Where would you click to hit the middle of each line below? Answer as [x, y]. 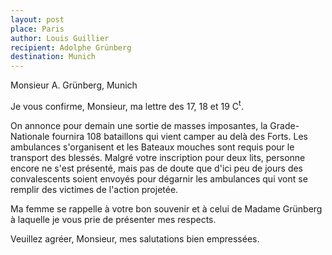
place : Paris [37, 29]
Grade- [284, 125]
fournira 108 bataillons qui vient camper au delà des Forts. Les [179, 136]
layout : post [37, 19]
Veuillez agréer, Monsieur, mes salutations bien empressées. [135, 238]
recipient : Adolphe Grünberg [71, 47]
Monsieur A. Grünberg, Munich [74, 85]
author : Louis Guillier [60, 38]
